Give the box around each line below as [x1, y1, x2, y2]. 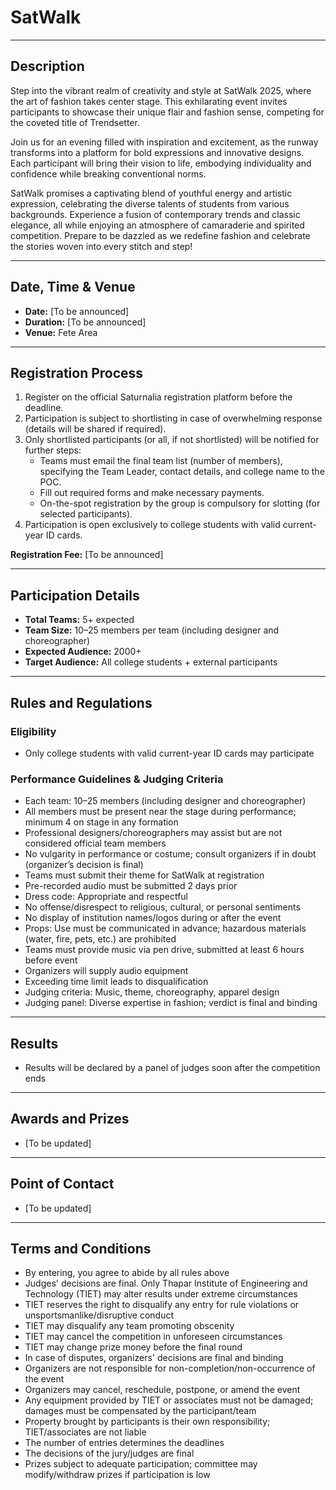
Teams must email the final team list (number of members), [39, 455, 283, 467]
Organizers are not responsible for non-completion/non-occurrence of [24, 1362, 316, 1375]
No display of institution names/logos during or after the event [24, 912, 282, 924]
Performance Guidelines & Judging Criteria [10, 772, 224, 786]
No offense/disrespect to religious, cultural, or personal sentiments [24, 901, 301, 913]
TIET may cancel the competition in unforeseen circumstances [24, 1331, 283, 1343]
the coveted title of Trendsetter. [10, 116, 140, 128]
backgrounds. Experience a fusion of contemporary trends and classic [10, 208, 301, 220]
